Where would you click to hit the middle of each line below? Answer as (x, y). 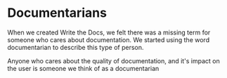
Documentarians (57, 13)
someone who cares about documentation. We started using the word (108, 39)
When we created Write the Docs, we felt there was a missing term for (109, 32)
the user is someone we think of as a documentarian (83, 68)
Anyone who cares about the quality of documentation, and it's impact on (113, 60)
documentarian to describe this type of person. (76, 47)
